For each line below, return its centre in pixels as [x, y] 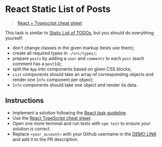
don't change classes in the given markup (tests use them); [73, 47]
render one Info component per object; [53, 79]
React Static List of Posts [58, 9]
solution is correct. [32, 128]
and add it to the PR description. [45, 139]
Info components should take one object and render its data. [75, 85]
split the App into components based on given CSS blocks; [72, 69]
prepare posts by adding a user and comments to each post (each [78, 58]
